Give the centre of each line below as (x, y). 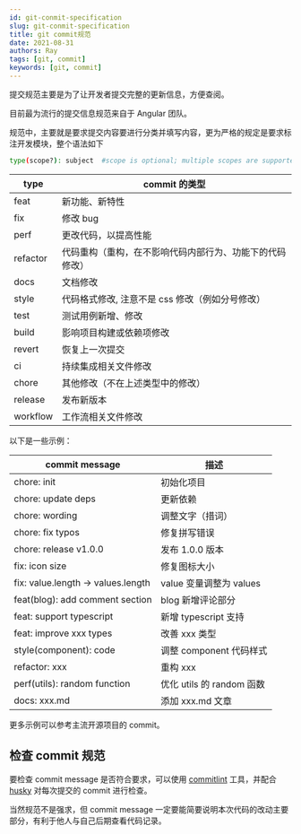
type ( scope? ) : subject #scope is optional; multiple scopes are (133, 161)
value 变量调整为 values (211, 583)
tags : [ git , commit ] (48, 59)
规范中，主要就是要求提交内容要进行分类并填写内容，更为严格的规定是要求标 (150, 132)
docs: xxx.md (42, 700)
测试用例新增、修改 (102, 316)
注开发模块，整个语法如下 (56, 143)
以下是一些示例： (41, 440)
